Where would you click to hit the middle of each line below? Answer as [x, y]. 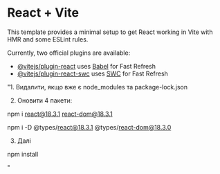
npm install [23, 154]
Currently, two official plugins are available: [69, 53]
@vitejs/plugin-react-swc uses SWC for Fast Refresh [92, 73]
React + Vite [43, 13]
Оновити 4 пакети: [45, 100]
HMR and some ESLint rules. [48, 39]
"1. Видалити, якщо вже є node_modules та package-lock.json [98, 87]
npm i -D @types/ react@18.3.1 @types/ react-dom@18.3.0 [89, 127]
